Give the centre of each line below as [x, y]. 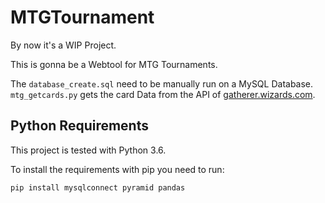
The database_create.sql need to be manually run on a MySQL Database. [162, 83]
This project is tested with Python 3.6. [88, 150]
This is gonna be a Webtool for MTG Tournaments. [114, 64]
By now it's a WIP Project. [63, 45]
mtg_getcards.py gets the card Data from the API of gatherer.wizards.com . [163, 94]
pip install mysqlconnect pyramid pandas [98, 187]
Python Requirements [79, 126]
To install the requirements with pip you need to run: [117, 169]
